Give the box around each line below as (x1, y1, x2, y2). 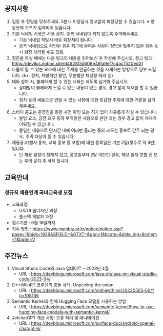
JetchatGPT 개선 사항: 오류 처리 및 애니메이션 (11, 315, 100, 321)
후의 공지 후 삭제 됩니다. (24, 158, 70, 163)
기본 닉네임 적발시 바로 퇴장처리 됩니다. (19, 37, 94, 42)
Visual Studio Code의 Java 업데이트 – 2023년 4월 (11, 265, 109, 272)
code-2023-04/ (19, 276, 51, 282)
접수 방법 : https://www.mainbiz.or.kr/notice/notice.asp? (11, 226, 123, 232)
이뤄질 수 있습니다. (19, 121, 55, 127)
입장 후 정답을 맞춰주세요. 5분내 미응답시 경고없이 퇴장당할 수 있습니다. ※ (11, 19, 150, 24)
